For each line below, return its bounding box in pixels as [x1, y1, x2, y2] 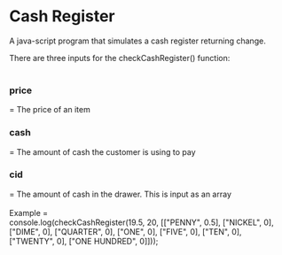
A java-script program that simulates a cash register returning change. [9, 35, 266, 46]
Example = [9, 207, 49, 218]
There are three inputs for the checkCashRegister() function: [9, 52, 231, 63]
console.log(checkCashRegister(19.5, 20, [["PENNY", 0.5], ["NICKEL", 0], [9, 217, 274, 228]
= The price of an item [9, 104, 90, 115]
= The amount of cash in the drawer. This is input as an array [9, 189, 232, 199]
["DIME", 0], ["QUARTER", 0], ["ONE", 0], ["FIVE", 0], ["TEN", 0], [9, 226, 242, 236]
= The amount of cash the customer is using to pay [9, 146, 196, 157]
